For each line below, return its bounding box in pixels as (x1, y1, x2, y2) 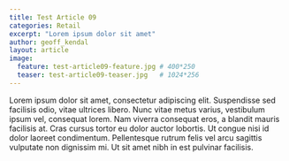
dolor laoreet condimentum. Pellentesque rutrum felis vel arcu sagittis (9, 132, 262, 142)
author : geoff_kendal (9, 37, 89, 47)
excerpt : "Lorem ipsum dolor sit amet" (9, 29, 156, 38)
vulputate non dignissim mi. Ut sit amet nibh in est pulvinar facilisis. (9, 142, 254, 152)
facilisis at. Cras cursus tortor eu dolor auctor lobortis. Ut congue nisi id (9, 123, 270, 134)
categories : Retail (9, 21, 81, 30)
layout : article (9, 46, 69, 55)
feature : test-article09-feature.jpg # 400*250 (17, 63, 196, 72)
